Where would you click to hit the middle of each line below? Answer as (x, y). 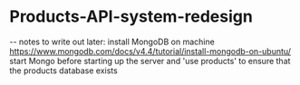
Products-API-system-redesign (131, 17)
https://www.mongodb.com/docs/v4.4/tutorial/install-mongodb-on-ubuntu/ (150, 51)
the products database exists (63, 71)
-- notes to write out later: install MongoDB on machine (112, 42)
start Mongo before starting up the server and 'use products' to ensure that (150, 61)
